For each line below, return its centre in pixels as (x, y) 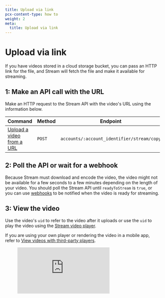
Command (20, 121)
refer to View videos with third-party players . (50, 240)
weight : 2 (15, 19)
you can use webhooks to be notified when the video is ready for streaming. (82, 193)
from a (15, 142)
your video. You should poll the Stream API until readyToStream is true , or (79, 188)
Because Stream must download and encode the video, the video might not (82, 177)
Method (46, 121)
